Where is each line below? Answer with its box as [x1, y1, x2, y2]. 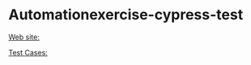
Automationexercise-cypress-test [8, 6, 244, 24]
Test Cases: [8, 47, 49, 57]
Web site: [8, 32, 40, 42]
